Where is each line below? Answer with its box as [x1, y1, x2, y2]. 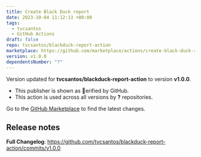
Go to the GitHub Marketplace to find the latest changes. [6, 105, 145, 112]
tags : [6, 20, 20, 26]
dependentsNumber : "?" [6, 59, 63, 65]
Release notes [6, 122, 60, 132]
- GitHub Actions [11, 31, 55, 37]
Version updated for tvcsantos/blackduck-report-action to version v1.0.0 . [6, 76, 191, 83]
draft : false [6, 37, 39, 43]
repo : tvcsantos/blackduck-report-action [6, 43, 111, 49]
